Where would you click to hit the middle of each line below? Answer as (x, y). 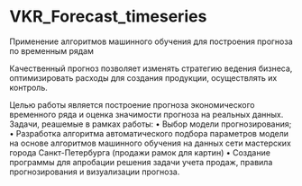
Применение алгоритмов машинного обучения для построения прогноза (151, 41)
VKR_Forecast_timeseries (108, 17)
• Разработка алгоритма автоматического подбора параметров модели (149, 133)
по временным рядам (52, 50)
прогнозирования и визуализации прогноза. (95, 172)
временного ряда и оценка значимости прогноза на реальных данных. (146, 114)
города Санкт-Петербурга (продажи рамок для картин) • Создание (140, 152)
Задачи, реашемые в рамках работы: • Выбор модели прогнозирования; (151, 124)
